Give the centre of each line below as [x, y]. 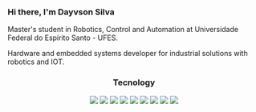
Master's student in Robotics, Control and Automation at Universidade [123, 30]
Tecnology [134, 82]
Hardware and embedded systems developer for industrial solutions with [128, 54]
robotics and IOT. [36, 62]
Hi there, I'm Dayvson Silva [61, 12]
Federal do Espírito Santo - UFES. [63, 38]
